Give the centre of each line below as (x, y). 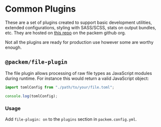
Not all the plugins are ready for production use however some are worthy (79, 42)
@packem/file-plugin (36, 62)
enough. (13, 47)
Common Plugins (40, 9)
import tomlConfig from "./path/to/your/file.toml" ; (60, 87)
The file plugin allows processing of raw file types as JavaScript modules (79, 73)
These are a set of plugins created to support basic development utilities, (79, 22)
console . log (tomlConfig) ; (31, 96)
